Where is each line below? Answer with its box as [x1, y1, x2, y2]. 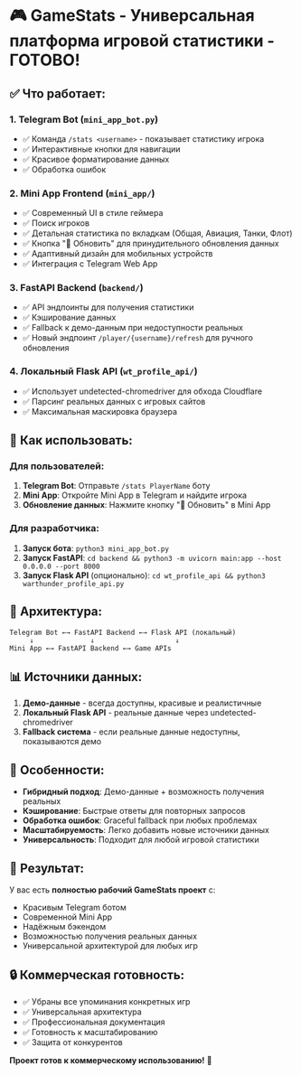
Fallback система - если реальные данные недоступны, [22, 726, 241, 737]
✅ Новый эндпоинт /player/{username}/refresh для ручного [22, 332, 253, 343]
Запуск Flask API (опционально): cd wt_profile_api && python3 [22, 569, 266, 581]
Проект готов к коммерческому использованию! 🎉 [9, 1054, 212, 1065]
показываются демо [22, 736, 102, 747]
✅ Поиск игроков [22, 218, 90, 229]
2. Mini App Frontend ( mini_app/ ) [9, 187, 155, 200]
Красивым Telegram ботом [22, 902, 127, 912]
